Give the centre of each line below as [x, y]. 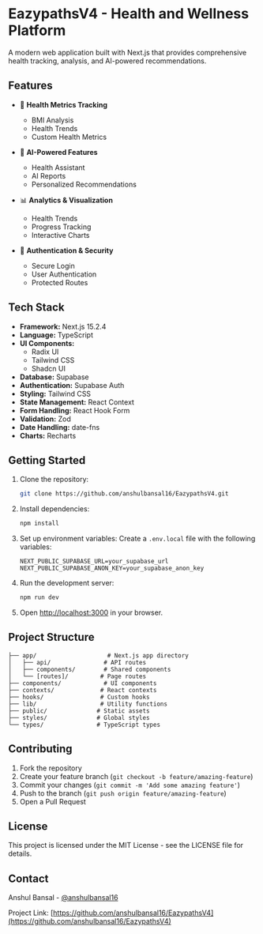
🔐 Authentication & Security [66, 250]
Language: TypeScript [56, 335]
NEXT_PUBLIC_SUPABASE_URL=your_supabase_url [94, 562]
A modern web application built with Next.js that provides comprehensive [128, 52]
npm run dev [39, 597]
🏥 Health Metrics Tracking [64, 104]
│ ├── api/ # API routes [77, 662]
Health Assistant [58, 168]
